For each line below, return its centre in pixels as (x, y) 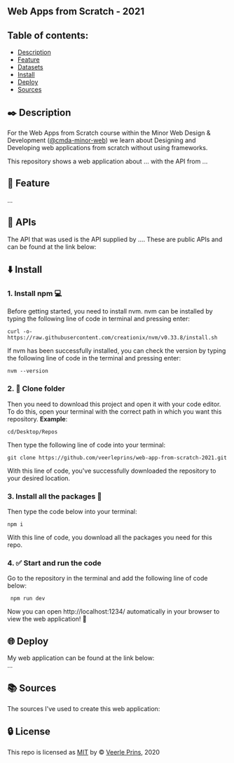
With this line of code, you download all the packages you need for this (110, 537)
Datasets (30, 67)
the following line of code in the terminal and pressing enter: (94, 358)
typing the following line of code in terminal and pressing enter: (99, 319)
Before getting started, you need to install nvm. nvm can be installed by (110, 311)
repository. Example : (37, 419)
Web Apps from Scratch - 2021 (76, 12)
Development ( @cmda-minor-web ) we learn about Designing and (102, 140)
